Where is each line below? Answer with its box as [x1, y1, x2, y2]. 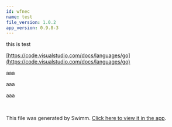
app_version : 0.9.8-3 [6, 24, 59, 31]
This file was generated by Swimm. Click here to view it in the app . [6, 115, 167, 122]
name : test [6, 14, 33, 20]
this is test [6, 41, 31, 48]
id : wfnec [6, 8, 30, 15]
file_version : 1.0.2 [6, 19, 57, 25]
